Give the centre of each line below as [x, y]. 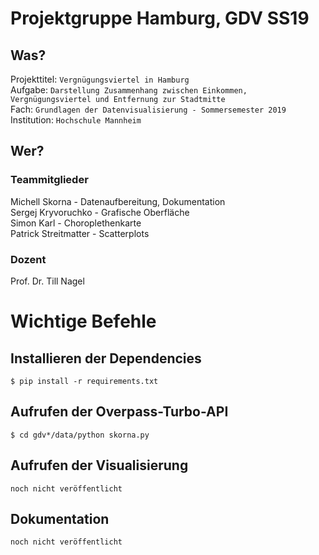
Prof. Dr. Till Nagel [47, 281]
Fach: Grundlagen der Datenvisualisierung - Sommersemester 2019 [148, 109]
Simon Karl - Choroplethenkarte [76, 223]
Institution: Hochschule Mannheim [76, 120]
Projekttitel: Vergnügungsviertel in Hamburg [100, 79]
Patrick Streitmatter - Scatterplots [80, 233]
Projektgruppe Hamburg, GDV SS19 [160, 18]
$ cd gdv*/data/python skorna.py [80, 435]
